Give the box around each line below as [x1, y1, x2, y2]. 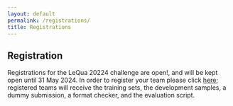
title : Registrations [7, 23, 72, 30]
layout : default [7, 10, 55, 18]
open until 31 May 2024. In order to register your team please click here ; [7, 76, 219, 85]
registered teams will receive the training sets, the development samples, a [7, 83, 227, 92]
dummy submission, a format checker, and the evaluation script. [7, 91, 195, 100]
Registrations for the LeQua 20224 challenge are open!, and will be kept [7, 69, 218, 77]
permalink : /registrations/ [7, 17, 91, 24]
